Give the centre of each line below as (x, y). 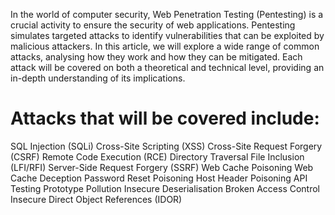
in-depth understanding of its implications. (98, 78)
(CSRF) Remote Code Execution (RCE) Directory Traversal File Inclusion (157, 156)
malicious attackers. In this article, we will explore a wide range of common (165, 46)
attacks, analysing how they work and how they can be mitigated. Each (156, 57)
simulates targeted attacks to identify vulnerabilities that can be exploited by (167, 35)
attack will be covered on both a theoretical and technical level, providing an (167, 67)
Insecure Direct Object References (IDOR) (96, 199)
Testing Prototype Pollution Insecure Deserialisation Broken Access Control (165, 188)
